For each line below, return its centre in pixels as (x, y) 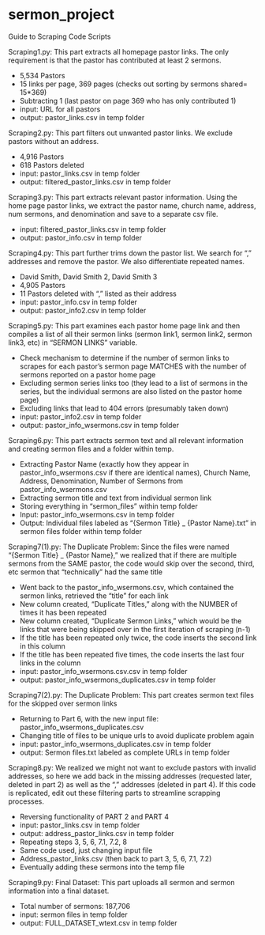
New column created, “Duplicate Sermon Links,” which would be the (131, 621)
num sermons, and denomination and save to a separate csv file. (113, 214)
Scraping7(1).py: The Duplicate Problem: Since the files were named (119, 547)
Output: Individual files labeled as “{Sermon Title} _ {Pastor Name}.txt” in (138, 523)
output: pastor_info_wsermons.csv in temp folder (99, 425)
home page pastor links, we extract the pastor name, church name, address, (132, 205)
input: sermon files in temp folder (73, 914)
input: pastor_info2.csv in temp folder (80, 416)
